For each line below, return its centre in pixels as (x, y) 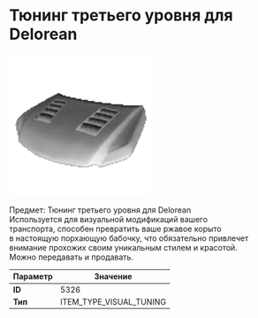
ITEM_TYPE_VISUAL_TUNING (113, 301)
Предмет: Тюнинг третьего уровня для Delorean (100, 210)
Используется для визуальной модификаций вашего (109, 219)
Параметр (33, 276)
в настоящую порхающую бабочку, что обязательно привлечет (129, 238)
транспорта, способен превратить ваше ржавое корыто (116, 229)
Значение (113, 276)
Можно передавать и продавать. (72, 257)
